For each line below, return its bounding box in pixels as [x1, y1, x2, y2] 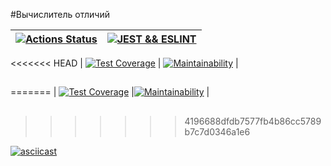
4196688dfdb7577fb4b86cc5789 [184, 115, 322, 127]
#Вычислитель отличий [10, 9, 110, 20]
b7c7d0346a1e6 [184, 125, 251, 138]
